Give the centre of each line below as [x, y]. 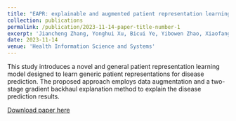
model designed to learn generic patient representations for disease [106, 74]
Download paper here [39, 110]
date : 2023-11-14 [33, 40]
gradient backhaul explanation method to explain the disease [113, 89]
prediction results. [33, 96]
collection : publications [45, 20]
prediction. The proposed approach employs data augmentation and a [109, 81]
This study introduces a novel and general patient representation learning [113, 66]
